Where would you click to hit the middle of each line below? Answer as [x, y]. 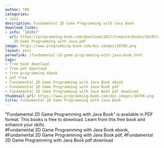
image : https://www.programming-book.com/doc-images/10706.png [71, 46]
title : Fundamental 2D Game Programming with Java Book [63, 101]
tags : [10, 60]
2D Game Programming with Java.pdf [50, 42]
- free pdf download [26, 69]
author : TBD [17, 10]
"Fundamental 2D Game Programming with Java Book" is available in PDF [79, 114]
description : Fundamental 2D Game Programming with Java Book [70, 23]
